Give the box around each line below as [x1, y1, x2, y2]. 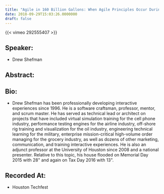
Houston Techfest [12, 184, 48, 190]
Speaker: [5, 43, 33, 52]
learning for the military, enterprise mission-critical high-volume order [12, 131, 153, 137]
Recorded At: [5, 171, 46, 179]
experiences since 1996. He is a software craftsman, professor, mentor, [12, 105, 156, 111]
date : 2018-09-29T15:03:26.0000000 [5, 12, 78, 17]
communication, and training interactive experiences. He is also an [12, 142, 146, 148]
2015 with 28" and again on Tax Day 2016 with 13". [12, 157, 114, 163]
